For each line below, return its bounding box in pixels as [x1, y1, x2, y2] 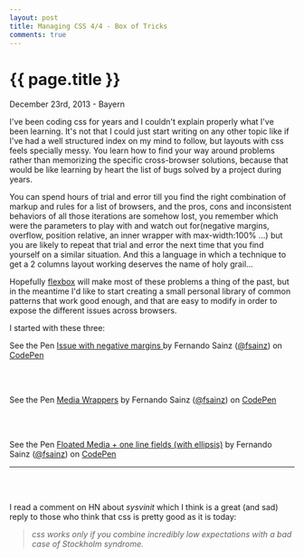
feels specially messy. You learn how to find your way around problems [9, 146, 276, 156]
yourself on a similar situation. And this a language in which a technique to [9, 250, 287, 260]
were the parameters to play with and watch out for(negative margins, [9, 221, 270, 232]
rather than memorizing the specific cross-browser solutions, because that [9, 155, 289, 166]
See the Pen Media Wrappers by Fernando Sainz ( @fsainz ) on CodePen [9, 394, 277, 405]
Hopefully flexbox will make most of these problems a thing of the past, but [9, 277, 290, 288]
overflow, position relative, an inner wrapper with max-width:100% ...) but [9, 230, 283, 241]
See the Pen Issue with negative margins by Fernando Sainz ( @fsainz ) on [9, 340, 283, 351]
